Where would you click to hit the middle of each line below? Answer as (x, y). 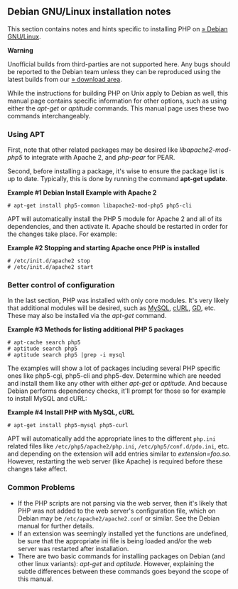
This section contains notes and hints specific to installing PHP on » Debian (118, 29)
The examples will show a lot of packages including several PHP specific (114, 368)
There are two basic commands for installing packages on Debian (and (121, 556)
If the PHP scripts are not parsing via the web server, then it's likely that (122, 503)
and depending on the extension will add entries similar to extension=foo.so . (119, 454)
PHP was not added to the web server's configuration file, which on (117, 511)
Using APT (26, 134)
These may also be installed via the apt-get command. (87, 316)
